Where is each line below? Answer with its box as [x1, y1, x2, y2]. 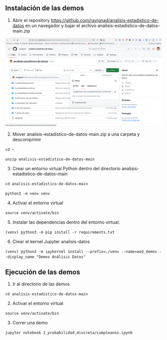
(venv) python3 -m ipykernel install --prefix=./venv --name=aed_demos [5, 249, 157, 254]
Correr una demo [12, 320, 48, 326]
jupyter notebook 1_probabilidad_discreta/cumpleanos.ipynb [5, 331, 133, 336]
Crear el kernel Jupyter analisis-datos [12, 238, 90, 244]
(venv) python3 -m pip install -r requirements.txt [5, 230, 115, 235]
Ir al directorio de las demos [12, 281, 70, 287]
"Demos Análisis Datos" [36, 254, 86, 259]
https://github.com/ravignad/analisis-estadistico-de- [50, 17, 159, 23]
